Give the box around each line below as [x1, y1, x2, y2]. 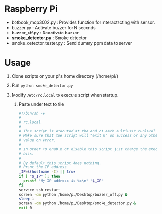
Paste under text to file [18, 101, 64, 107]
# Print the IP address [18, 165, 67, 170]
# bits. [18, 151, 34, 156]
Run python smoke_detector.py [11, 82, 73, 88]
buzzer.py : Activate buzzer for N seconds [11, 24, 96, 30]
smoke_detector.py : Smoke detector [11, 35, 87, 41]
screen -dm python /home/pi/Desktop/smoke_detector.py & [18, 201, 136, 206]
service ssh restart [18, 187, 60, 192]
